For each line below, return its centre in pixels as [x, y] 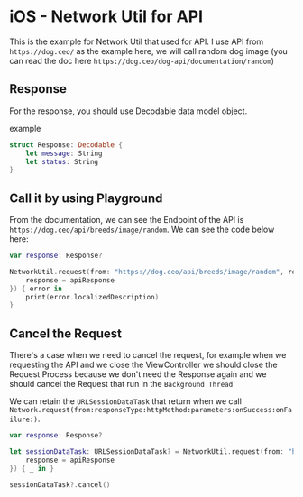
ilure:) [24, 420]
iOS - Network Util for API [106, 17]
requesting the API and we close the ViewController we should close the [143, 365]
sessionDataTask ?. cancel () [60, 484]
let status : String [62, 161]
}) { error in [36, 289]
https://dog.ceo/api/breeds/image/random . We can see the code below [142, 230]
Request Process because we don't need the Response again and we [138, 374]
